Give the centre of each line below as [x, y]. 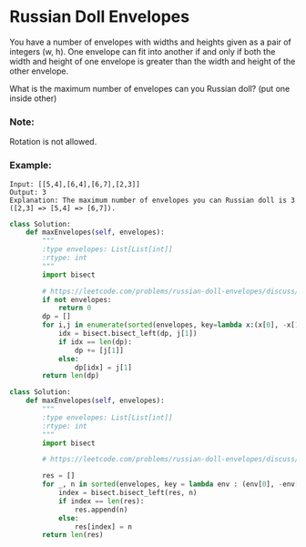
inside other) [33, 98]
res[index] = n [103, 527]
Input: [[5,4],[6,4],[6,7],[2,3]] [75, 184]
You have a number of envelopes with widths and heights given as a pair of [150, 42]
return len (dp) [71, 376]
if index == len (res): [101, 501]
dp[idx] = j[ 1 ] [103, 367]
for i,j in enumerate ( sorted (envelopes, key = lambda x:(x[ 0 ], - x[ [169, 325]
